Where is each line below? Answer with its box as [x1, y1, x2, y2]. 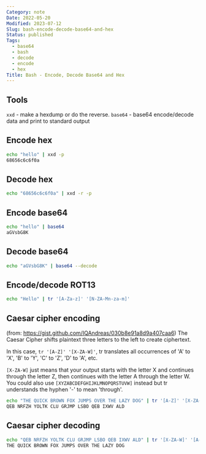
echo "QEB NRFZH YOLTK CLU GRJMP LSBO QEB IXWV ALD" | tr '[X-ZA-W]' [6, 437, 188, 443]
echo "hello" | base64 [6, 224, 64, 230]
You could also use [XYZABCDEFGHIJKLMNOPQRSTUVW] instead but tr [6, 379, 168, 387]
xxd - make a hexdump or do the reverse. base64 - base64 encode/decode [6, 111, 194, 119]
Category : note [6, 9, 45, 15]
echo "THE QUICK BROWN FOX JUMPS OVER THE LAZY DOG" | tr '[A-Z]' [6, 397, 180, 404]
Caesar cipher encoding [6, 313, 101, 323]
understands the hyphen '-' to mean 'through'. [6, 386, 123, 393]
